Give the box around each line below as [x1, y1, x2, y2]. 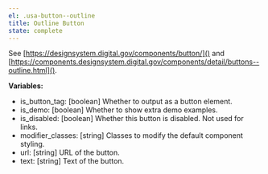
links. [19, 122, 38, 132]
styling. [19, 140, 45, 149]
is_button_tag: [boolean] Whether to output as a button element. [19, 97, 233, 107]
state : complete [8, 26, 63, 34]
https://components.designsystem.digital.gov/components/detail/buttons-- [10, 57, 260, 67]
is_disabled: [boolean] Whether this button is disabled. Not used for [19, 114, 244, 123]
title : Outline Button [8, 19, 85, 27]
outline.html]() [8, 66, 56, 75]
